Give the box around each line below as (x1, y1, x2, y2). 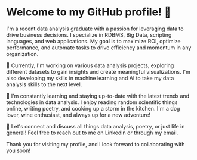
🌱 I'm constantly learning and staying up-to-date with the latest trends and (6, 92, 190, 99)
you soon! (6, 147, 31, 154)
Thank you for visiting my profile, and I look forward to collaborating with (6, 140, 185, 148)
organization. (6, 50, 39, 57)
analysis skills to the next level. (6, 80, 82, 88)
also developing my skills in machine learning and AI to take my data (6, 74, 174, 81)
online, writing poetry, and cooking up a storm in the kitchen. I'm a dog (6, 105, 180, 112)
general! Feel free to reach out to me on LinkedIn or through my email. (6, 129, 178, 136)
